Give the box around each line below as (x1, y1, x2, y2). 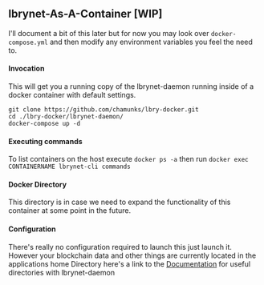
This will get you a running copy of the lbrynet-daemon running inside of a (8, 82, 254, 91)
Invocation (8, 64, 45, 74)
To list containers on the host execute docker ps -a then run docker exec (8, 155, 249, 164)
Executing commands (8, 136, 83, 146)
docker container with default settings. (8, 90, 136, 100)
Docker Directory (8, 179, 67, 189)
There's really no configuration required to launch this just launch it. (8, 242, 233, 251)
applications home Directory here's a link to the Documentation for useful (8, 259, 251, 268)
